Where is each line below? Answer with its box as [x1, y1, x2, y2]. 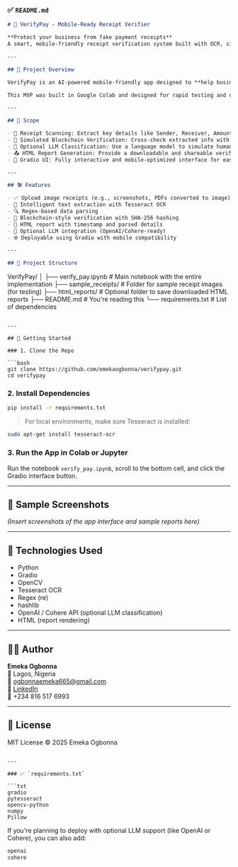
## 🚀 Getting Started [7, 335, 72, 342]
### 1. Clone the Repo [7, 347, 74, 355]
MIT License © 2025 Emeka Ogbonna [7, 738, 118, 747]
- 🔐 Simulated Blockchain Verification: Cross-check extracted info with [7, 137, 230, 144]
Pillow [7, 813, 27, 821]
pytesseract [7, 795, 42, 802]
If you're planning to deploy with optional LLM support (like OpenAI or [7, 826, 211, 834]
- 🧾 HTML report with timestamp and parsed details [7, 221, 163, 228]
